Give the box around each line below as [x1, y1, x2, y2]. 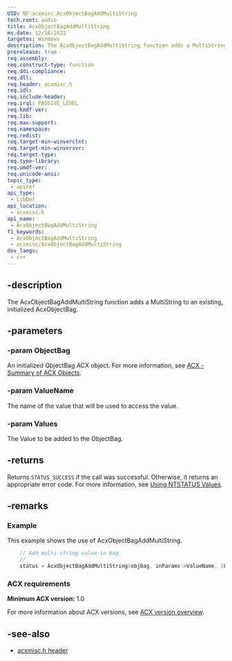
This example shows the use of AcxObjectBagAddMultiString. [7, 536, 183, 545]
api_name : [7, 215, 36, 222]
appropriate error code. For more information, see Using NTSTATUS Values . [7, 480, 223, 489]
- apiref [10, 184, 36, 190]
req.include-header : [7, 94, 67, 101]
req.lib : [7, 112, 32, 119]
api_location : [7, 203, 48, 210]
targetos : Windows [7, 36, 60, 43]
